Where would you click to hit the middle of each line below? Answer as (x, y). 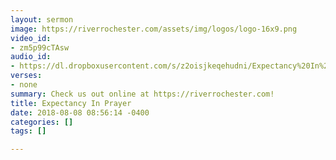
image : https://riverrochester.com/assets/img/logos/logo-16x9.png (154, 29)
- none (24, 85)
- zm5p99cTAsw (40, 47)
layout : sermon (42, 19)
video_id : (31, 38)
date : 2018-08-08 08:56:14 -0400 (80, 112)
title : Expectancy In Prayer (71, 103)
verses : (26, 76)
